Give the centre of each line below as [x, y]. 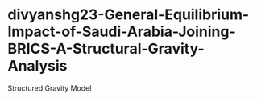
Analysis [37, 66]
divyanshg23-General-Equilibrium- [128, 15]
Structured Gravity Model [50, 88]
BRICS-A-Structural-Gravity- [106, 49]
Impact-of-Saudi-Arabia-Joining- [122, 32]
